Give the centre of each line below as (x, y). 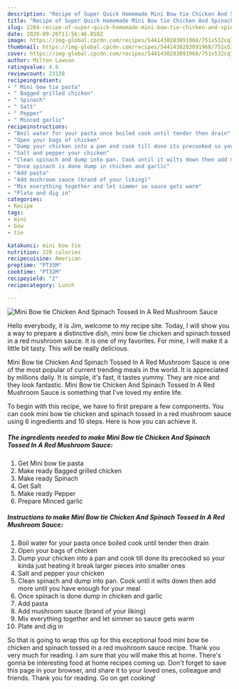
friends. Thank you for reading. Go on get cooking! (82, 678)
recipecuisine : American (44, 259)
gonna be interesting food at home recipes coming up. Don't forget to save (117, 663)
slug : (15, 27)
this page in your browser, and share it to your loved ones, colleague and (114, 670)
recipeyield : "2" (33, 279)
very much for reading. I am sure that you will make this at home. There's (115, 655)
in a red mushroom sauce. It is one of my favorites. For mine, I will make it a (118, 341)
